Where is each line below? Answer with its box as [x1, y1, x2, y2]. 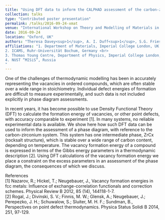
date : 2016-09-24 [5, 30, 41, 35]
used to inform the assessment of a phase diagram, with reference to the [5, 127, 153, 133]
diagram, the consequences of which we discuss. [5, 163, 106, 169]
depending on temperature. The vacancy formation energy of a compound [5, 142, 156, 148]
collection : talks [5, 12, 43, 17]
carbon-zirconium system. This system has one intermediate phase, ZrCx [5, 132, 154, 138]
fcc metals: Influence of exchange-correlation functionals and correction [5, 183, 152, 189]
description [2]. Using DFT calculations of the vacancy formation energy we [5, 153, 159, 159]
